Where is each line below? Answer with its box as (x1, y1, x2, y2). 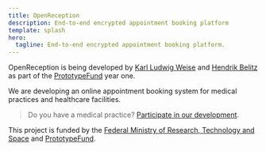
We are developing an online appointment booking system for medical (8, 86, 237, 96)
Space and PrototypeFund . (8, 134, 96, 143)
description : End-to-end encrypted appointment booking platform (8, 19, 229, 27)
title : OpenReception (8, 11, 80, 20)
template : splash (8, 26, 66, 34)
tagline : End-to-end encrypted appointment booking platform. (15, 41, 226, 49)
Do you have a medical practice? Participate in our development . (27, 110, 240, 119)
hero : (8, 33, 26, 42)
